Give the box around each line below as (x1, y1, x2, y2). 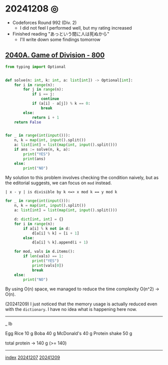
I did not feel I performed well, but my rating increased (19, 25, 132, 31)
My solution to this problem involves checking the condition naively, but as (5, 175, 159, 181)
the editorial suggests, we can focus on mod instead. (5, 180, 112, 186)
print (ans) (23, 156, 46, 161)
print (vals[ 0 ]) (31, 263, 64, 268)
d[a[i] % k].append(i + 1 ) (31, 240, 88, 245)
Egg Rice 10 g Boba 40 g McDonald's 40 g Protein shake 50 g (5, 330, 132, 336)
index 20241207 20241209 (5, 354, 60, 360)
